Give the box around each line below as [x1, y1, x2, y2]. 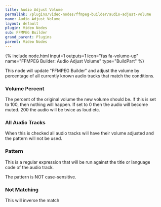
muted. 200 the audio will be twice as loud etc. [5, 107, 100, 113]
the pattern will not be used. [5, 136, 63, 141]
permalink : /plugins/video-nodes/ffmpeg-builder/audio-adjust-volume [5, 12, 152, 17]
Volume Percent [5, 85, 44, 92]
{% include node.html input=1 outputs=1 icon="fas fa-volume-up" [5, 53, 139, 59]
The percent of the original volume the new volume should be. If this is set [5, 97, 157, 103]
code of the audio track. [5, 164, 54, 170]
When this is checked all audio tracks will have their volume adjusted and [5, 130, 154, 136]
